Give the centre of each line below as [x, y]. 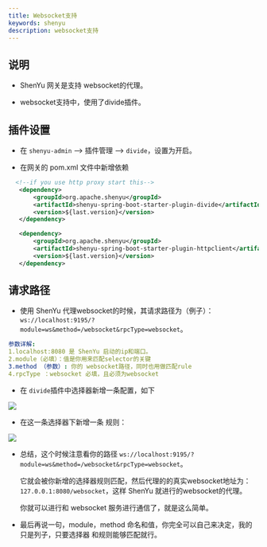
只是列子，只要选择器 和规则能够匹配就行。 [90, 534]
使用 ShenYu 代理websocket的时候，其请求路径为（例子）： [116, 311]
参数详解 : [22, 344]
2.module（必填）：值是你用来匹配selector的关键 [79, 359]
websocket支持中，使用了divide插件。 [82, 102]
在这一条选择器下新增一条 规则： [73, 422]
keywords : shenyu [37, 23]
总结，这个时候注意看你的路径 [68, 454]
